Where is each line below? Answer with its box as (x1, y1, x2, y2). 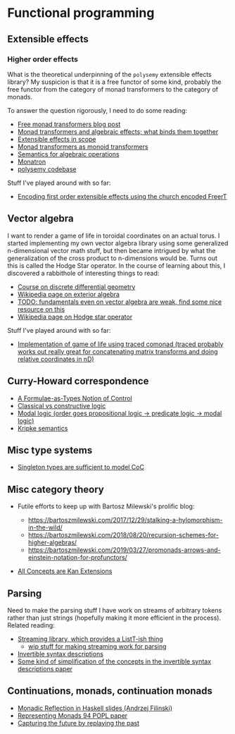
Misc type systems (7, 444, 93, 456)
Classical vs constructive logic (17, 401, 106, 410)
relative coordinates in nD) (17, 355, 94, 363)
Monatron (17, 157, 46, 166)
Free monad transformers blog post (17, 120, 121, 128)
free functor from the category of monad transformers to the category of (7, 85, 218, 93)
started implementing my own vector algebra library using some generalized (7, 238, 229, 247)
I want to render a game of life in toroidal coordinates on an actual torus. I (7, 231, 220, 240)
